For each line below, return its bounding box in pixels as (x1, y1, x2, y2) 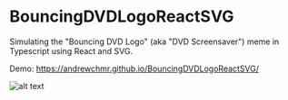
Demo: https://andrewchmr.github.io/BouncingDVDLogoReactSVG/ (9, 63, 260, 74)
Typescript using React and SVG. (9, 45, 134, 56)
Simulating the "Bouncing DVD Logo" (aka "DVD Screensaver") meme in (9, 36, 280, 47)
